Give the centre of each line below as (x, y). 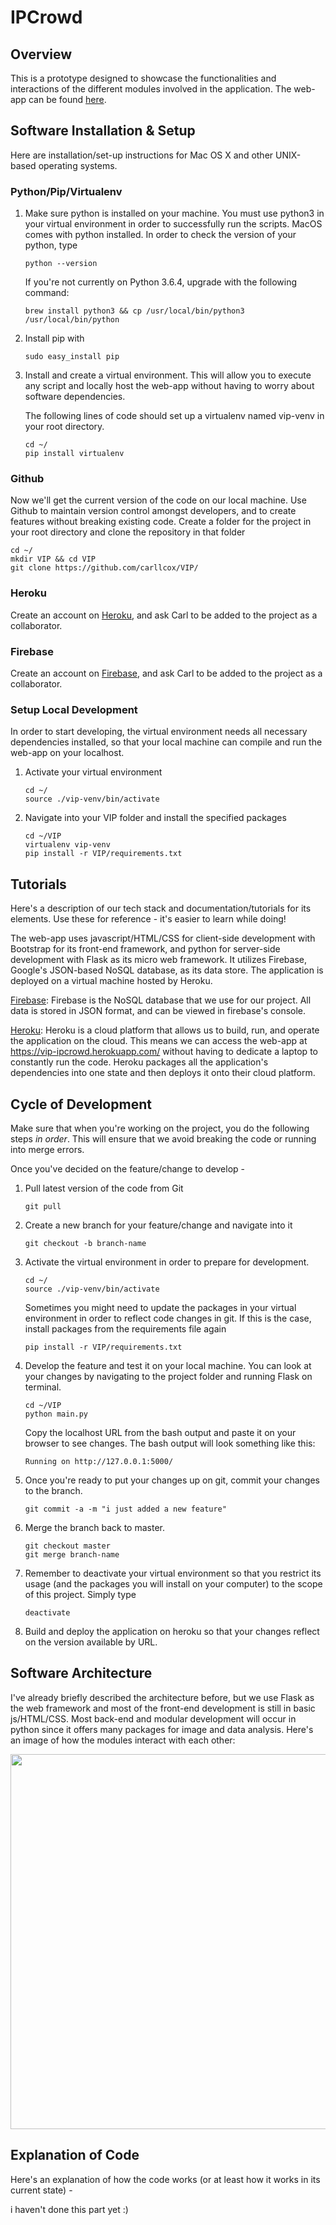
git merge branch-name (72, 1554)
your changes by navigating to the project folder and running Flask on (168, 1376)
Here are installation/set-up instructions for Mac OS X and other (142, 155)
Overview (41, 54)
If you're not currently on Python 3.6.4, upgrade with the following (161, 282)
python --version (61, 264)
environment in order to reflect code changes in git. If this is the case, (168, 1318)
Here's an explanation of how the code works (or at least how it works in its (165, 2179)
